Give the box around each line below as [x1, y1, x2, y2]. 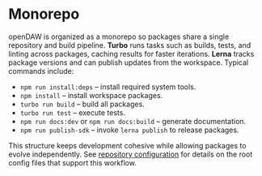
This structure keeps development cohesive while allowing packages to [8, 140, 247, 150]
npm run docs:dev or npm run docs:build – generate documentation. [19, 116, 247, 126]
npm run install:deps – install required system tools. [19, 82, 196, 92]
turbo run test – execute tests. [19, 107, 125, 118]
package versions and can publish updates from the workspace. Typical [8, 58, 249, 67]
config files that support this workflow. [8, 157, 137, 167]
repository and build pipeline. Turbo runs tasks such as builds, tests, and [8, 40, 251, 49]
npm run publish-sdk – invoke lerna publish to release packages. [19, 125, 239, 135]
